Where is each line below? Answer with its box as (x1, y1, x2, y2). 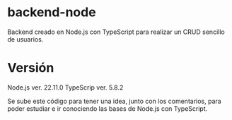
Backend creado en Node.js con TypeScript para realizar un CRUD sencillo (7, 28, 225, 36)
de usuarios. (7, 35, 44, 43)
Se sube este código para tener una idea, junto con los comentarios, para (7, 97, 221, 105)
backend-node (7, 4, 97, 20)
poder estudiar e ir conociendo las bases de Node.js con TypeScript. (7, 104, 208, 113)
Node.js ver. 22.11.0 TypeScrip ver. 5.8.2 (7, 83, 124, 92)
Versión (7, 60, 54, 76)
